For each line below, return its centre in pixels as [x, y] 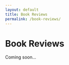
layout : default [22, 10]
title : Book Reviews [27, 14]
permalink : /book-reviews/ [33, 19]
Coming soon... [21, 57]
